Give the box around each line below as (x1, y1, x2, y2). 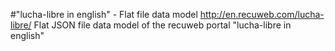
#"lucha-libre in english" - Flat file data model (10, 9, 198, 20)
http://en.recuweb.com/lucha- (199, 9, 325, 20)
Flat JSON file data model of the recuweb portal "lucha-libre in (33, 19, 292, 31)
